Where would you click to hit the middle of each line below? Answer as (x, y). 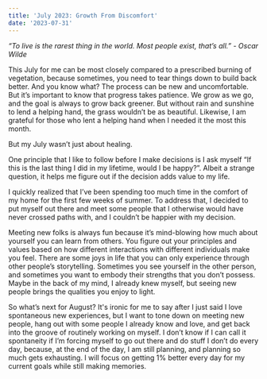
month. (20, 129)
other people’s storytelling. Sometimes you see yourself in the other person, (132, 266)
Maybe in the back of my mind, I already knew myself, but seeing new (122, 283)
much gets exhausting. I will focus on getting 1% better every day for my (126, 358)
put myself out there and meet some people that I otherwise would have (126, 208)
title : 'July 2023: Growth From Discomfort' (83, 15)
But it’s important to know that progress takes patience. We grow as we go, (131, 95)
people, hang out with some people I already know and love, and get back (129, 323)
